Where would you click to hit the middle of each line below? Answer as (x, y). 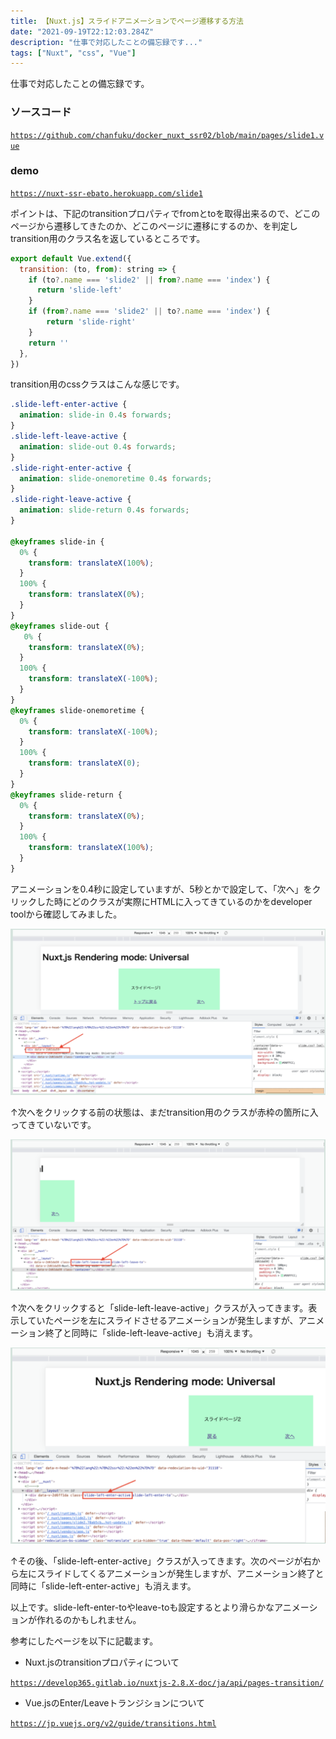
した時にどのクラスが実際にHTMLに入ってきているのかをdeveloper (174, 901)
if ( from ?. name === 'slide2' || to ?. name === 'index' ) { (149, 311)
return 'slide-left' (79, 290)
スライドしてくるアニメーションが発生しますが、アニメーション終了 (176, 1574)
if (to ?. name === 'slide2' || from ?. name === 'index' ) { (149, 280)
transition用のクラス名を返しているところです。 (108, 238)
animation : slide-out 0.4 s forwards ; (98, 446)
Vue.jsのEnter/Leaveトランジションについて (115, 1703)
